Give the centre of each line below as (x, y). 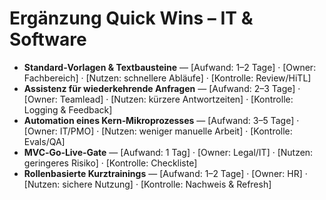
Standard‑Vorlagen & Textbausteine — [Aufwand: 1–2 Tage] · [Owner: (170, 67)
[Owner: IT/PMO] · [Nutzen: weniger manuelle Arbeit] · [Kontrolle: (158, 131)
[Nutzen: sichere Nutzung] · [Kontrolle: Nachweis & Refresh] (147, 184)
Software (48, 39)
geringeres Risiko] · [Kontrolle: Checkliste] (110, 163)
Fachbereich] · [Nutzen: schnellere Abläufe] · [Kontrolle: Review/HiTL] (167, 78)
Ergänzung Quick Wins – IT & (131, 18)
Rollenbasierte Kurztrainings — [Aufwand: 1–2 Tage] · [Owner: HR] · (165, 173)
